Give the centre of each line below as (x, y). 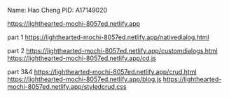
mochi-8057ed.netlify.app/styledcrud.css (67, 86)
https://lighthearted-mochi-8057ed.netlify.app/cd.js (82, 58)
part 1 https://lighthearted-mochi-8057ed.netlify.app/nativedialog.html (108, 37)
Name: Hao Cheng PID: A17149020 (57, 10)
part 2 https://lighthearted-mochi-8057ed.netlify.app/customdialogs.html (113, 51)
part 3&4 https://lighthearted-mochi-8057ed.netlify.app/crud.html (102, 72)
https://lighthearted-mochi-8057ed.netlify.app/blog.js (84, 79)
